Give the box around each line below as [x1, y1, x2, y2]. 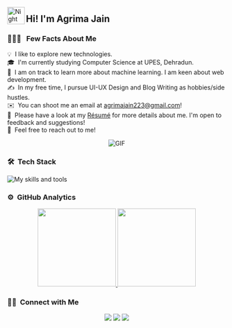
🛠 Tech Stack [7, 157, 57, 166]
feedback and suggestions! [7, 118, 85, 126]
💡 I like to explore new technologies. [7, 49, 113, 58]
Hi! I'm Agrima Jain [26, 13, 110, 25]
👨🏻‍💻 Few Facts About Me [7, 34, 97, 44]
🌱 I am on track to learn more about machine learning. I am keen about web [7, 68, 224, 76]
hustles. [7, 93, 30, 101]
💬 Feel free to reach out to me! [7, 126, 96, 134]
